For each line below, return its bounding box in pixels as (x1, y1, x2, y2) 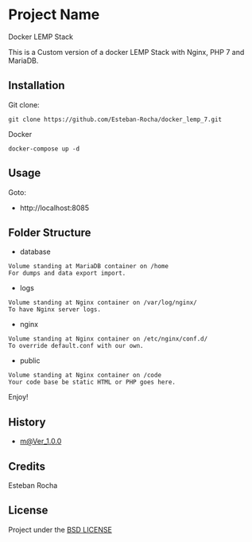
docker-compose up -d (8, 145, 80, 153)
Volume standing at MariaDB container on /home (8, 263, 169, 271)
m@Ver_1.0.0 (19, 436, 62, 446)
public (19, 356, 41, 365)
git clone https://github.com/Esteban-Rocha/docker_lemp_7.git (8, 115, 223, 123)
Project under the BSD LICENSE (8, 524, 113, 534)
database (19, 247, 51, 256)
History (8, 415, 46, 429)
